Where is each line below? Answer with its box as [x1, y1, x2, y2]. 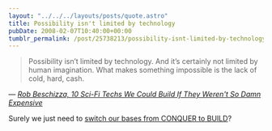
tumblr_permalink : [8, 34, 70, 43]
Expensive [8, 98, 43, 108]
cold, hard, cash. [28, 74, 85, 83]
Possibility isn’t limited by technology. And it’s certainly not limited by [28, 57, 258, 66]
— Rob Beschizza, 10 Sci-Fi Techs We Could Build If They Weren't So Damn [8, 90, 261, 99]
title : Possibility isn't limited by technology [8, 19, 176, 27]
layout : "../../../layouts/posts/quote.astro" [8, 11, 168, 20]
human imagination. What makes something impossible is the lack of [28, 65, 257, 75]
